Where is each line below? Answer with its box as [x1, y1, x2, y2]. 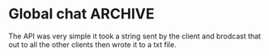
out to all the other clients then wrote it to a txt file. [8, 39, 177, 49]
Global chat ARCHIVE [8, 5, 155, 23]
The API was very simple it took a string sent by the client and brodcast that [8, 31, 262, 41]
